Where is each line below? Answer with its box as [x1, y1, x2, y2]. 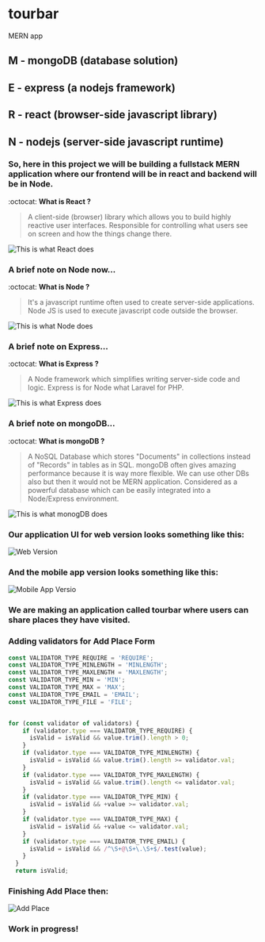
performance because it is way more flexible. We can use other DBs [27, 468, 249, 478]
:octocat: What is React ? [8, 196, 91, 206]
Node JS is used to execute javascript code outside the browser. [27, 306, 239, 316]
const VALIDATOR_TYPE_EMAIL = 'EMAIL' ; [8, 690, 140, 698]
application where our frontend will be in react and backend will [8, 168, 257, 179]
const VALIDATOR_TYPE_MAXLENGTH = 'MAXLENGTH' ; [8, 668, 168, 677]
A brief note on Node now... [8, 263, 116, 275]
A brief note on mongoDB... [8, 418, 116, 429]
